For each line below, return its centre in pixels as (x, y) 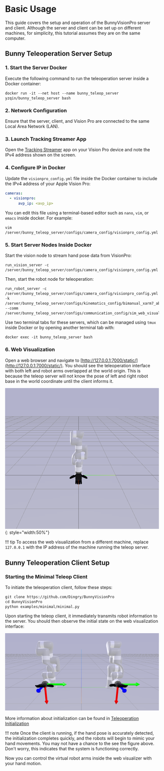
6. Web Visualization (30, 349)
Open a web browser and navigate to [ (43, 360)
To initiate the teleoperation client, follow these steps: (59, 587)
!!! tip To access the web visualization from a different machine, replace (77, 542)
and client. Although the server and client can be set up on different (73, 27)
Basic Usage (31, 9)
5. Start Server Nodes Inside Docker (48, 245)
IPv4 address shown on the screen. (41, 155)
